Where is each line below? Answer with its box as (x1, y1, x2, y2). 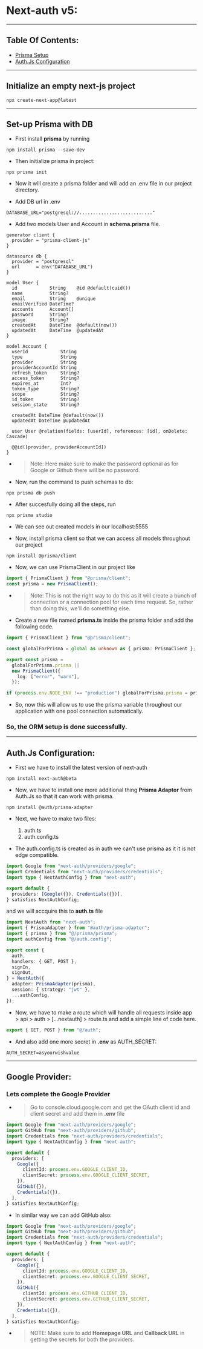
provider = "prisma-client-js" (11, 238, 91, 244)
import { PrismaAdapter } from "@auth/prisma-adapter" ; (6, 925, 150, 931)
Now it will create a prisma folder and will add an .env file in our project (14, 180, 192, 187)
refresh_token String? (11, 370, 80, 376)
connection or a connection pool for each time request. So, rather (30, 598, 194, 606)
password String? (11, 311, 69, 318)
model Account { (6, 344, 47, 350)
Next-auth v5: (6, 4, 78, 18)
